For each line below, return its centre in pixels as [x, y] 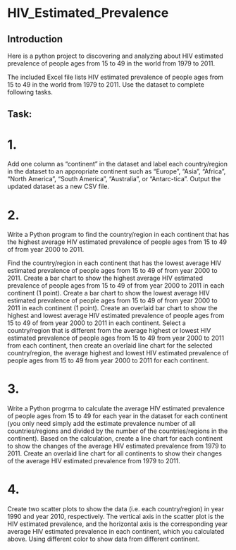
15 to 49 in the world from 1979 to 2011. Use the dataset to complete [106, 85]
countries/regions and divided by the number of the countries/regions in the [118, 431]
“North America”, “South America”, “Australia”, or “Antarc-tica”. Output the [114, 179]
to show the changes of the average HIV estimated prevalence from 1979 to [117, 446]
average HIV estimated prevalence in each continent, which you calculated [116, 532]
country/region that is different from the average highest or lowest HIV [109, 331]
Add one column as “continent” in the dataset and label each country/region [117, 164]
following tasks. [30, 92]
